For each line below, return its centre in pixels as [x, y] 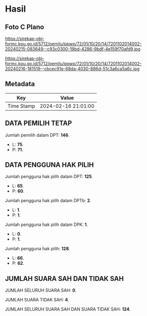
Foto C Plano [25, 27]
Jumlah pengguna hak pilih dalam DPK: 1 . [46, 224]
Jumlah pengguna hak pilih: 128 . [38, 249]
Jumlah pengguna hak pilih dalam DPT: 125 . [49, 177]
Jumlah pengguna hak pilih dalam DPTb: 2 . [48, 201]
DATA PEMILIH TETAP [38, 123]
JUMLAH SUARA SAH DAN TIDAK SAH [64, 279]
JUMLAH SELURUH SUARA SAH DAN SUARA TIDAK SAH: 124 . [68, 309]
